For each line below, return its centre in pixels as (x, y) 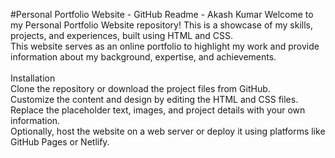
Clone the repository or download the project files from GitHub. (140, 88)
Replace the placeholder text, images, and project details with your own (158, 110)
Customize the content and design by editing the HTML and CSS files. (154, 99)
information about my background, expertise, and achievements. (143, 57)
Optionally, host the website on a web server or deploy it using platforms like (168, 131)
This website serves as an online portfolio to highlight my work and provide (165, 46)
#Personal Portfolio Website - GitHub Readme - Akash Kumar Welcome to (162, 14)
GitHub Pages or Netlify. (60, 142)
